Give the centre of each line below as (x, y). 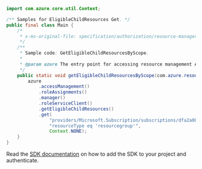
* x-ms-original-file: (48, 36)
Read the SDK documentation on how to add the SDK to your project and (96, 154)
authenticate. (23, 160)
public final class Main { (40, 25)
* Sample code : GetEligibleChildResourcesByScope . (84, 53)
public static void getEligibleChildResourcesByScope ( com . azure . (101, 75)
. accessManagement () (64, 87)
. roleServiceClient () (66, 103)
